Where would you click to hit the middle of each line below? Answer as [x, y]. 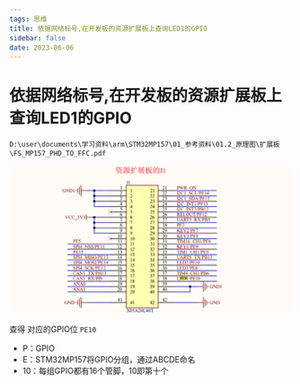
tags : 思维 [28, 19]
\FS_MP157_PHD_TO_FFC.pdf [57, 154]
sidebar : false [38, 38]
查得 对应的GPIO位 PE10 [53, 329]
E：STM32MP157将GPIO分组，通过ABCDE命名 [109, 359]
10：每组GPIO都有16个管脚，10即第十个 [95, 371]
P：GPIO [39, 348]
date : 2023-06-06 [42, 48]
